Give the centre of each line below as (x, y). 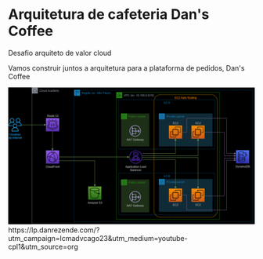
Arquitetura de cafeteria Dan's (109, 15)
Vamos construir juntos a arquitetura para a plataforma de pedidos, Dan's (126, 67)
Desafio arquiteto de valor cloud (60, 53)
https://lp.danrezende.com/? (54, 230)
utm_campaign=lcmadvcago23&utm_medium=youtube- (98, 238)
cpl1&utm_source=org (43, 246)
